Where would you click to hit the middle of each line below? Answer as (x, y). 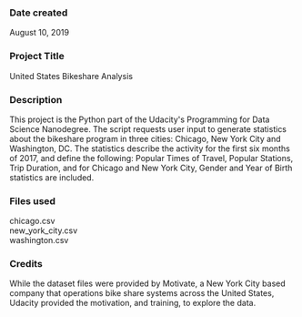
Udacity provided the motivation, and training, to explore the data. (133, 303)
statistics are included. (52, 177)
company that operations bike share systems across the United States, (142, 293)
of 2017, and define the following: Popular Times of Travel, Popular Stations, (151, 158)
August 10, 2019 (40, 33)
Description (36, 99)
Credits (26, 264)
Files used (33, 200)
